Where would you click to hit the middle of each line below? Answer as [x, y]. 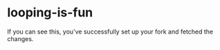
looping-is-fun [50, 13]
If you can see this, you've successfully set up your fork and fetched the [110, 32]
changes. [20, 38]
